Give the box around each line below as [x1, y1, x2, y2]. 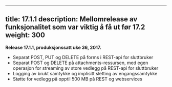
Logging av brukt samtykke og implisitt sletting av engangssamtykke [12, 70, 158, 76]
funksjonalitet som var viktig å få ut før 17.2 [5, 23, 145, 32]
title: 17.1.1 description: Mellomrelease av [5, 15, 138, 23]
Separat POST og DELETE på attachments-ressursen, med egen [12, 60, 148, 66]
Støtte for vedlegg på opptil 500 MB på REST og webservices [12, 76, 142, 82]
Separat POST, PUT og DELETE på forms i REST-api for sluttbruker [12, 54, 154, 60]
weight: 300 [5, 31, 45, 40]
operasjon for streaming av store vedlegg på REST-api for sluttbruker [12, 65, 159, 71]
